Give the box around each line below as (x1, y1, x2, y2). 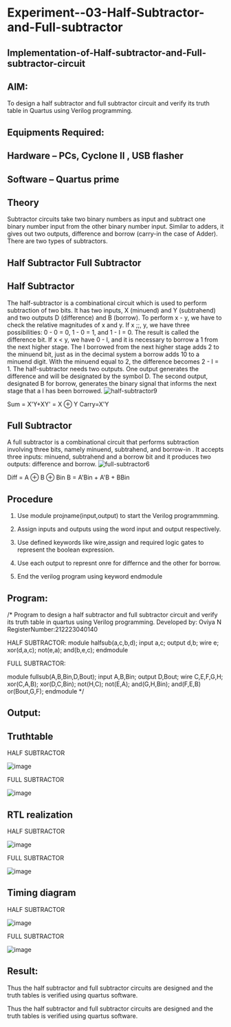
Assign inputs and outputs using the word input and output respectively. (16, 525, 221, 533)
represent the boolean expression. (16, 546, 115, 554)
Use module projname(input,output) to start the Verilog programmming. (16, 512, 220, 520)
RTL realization (7, 809, 74, 820)
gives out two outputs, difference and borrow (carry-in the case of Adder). (7, 229, 218, 238)
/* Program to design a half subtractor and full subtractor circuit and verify (7, 611, 218, 619)
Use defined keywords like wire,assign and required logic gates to (16, 539, 204, 547)
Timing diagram (7, 887, 76, 899)
